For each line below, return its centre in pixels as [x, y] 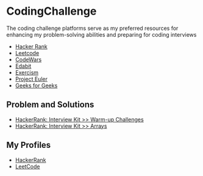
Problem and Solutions [50, 105]
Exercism [27, 72]
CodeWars [28, 59]
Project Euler [31, 79]
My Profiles [29, 145]
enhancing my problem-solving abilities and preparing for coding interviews [101, 34]
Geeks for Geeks [36, 85]
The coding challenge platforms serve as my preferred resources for [92, 28]
